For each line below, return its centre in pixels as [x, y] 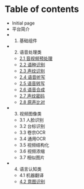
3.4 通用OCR [32, 138]
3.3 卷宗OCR [32, 132]
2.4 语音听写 [32, 77]
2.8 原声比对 [32, 102]
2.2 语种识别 [32, 64]
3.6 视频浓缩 [32, 151]
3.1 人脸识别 [31, 120]
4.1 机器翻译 [31, 175]
